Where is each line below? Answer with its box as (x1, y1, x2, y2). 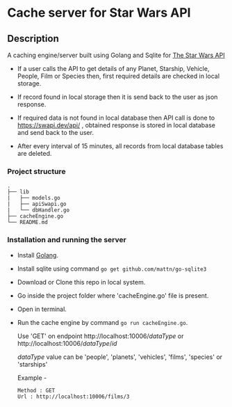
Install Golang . (17, 250, 59, 259)
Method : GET (17, 387, 56, 394)
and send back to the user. (17, 129, 94, 136)
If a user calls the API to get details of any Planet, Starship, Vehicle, (17, 65, 210, 72)
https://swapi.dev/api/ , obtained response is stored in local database (17, 121, 215, 129)
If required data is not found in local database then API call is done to (17, 113, 215, 122)
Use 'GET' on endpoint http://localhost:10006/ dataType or (17, 332, 184, 340)
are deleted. (17, 150, 52, 157)
